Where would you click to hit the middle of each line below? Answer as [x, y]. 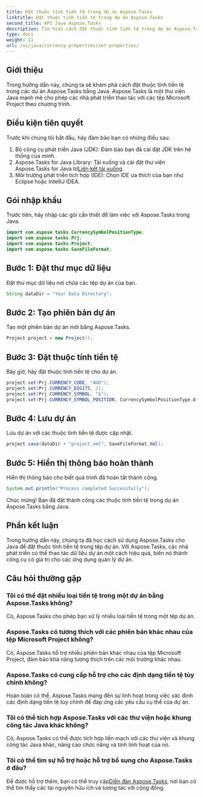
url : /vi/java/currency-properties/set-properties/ [72, 46]
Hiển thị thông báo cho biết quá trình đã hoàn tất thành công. [82, 477]
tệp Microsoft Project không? [50, 640]
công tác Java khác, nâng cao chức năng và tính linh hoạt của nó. [88, 745]
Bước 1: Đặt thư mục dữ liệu [59, 268]
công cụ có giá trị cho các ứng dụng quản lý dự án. [70, 559]
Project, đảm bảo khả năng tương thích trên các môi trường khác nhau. [94, 659]
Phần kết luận [32, 526]
